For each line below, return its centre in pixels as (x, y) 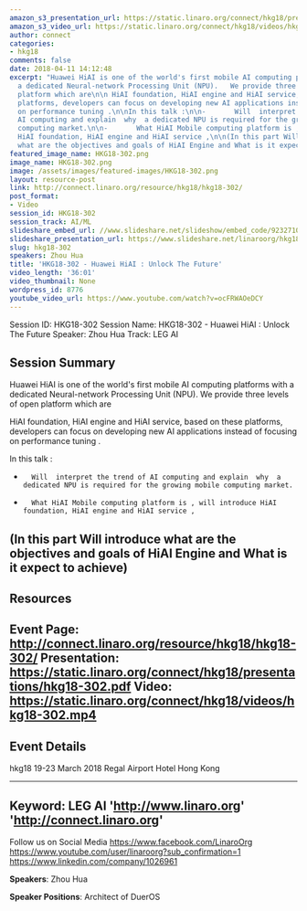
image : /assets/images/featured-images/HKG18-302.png (114, 171)
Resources (41, 599)
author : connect (40, 35)
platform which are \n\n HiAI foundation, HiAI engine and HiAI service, (159, 94)
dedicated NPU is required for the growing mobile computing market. (158, 485)
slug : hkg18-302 (40, 248)
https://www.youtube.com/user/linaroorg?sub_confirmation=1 (125, 852)
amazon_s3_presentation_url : (65, 18)
